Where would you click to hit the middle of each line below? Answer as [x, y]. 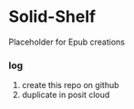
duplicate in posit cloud [66, 95]
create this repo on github [70, 85]
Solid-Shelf [52, 17]
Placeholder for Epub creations [67, 42]
